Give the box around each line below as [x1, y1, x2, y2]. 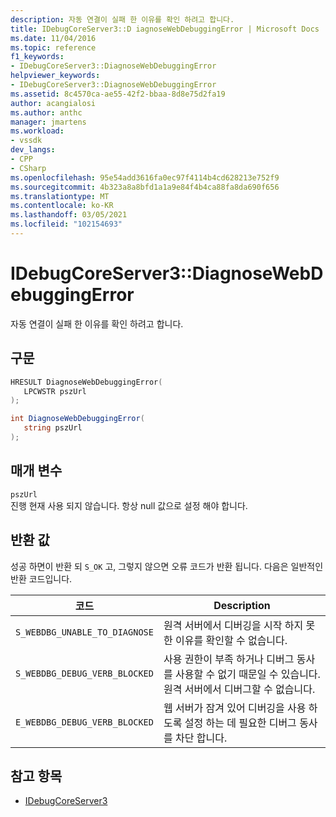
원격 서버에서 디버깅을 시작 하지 [163, 618, 304, 632]
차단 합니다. [175, 731, 228, 745]
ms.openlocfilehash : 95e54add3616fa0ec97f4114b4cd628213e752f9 [10, 172, 280, 183]
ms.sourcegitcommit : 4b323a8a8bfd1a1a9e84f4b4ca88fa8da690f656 [10, 182, 280, 192]
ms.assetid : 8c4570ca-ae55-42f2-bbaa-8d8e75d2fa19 [10, 89, 226, 99]
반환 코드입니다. [10, 572, 73, 585]
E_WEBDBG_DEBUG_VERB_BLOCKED [15, 716, 154, 728]
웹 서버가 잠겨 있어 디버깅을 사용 [163, 701, 307, 715]
